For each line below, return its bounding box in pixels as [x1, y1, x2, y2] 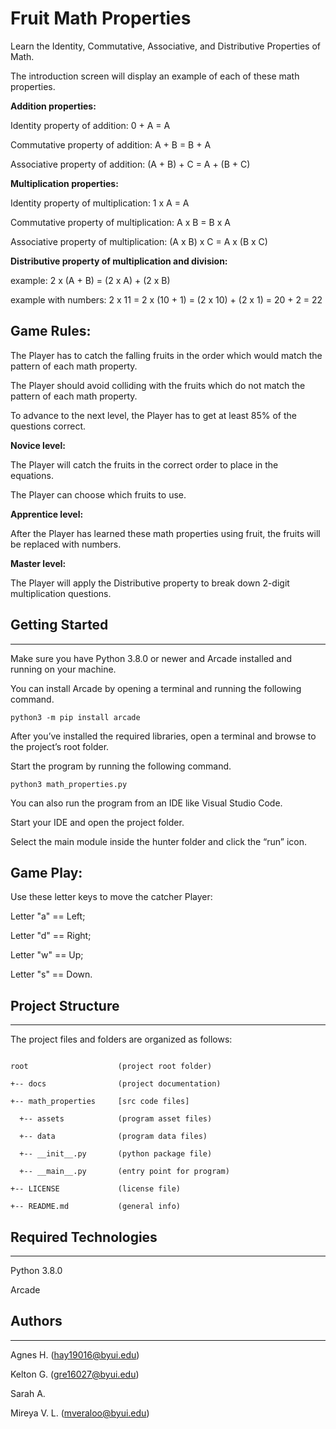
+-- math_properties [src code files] [10, 1097, 190, 1107]
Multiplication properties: [10, 177, 119, 189]
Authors [10, 1313, 63, 1330]
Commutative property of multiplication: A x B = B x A [10, 216, 231, 228]
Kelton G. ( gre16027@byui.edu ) [10, 1368, 140, 1380]
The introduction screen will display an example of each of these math [10, 70, 300, 82]
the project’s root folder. [10, 740, 110, 752]
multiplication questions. [10, 587, 112, 599]
